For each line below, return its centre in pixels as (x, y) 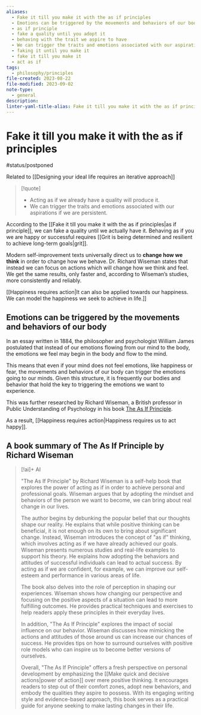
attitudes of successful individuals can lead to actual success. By (101, 563)
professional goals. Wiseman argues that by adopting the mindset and (107, 494)
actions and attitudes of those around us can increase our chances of (106, 637)
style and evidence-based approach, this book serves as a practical (104, 699)
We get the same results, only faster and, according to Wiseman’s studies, (98, 274)
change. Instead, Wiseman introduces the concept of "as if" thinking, (106, 537)
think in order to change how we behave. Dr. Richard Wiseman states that (97, 262)
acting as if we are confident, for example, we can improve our (98, 569)
